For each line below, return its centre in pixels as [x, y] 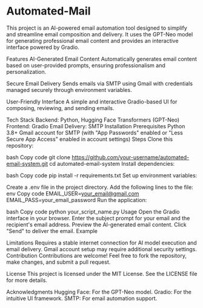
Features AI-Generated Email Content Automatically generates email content [101, 59]
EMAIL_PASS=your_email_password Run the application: [77, 200]
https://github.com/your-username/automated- [131, 157]
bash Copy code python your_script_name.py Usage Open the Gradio [93, 211]
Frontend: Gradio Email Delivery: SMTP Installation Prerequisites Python [96, 126]
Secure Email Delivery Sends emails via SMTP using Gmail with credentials [99, 84]
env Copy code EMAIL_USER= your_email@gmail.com [73, 193]
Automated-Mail [48, 11]
